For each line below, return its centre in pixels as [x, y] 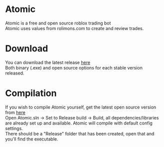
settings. [14, 128]
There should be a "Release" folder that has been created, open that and [80, 133]
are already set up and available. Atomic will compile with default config [79, 123]
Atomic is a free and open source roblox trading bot [58, 23]
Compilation [31, 93]
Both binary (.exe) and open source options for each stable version [74, 67]
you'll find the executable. [32, 139]
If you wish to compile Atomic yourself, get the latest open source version [81, 107]
